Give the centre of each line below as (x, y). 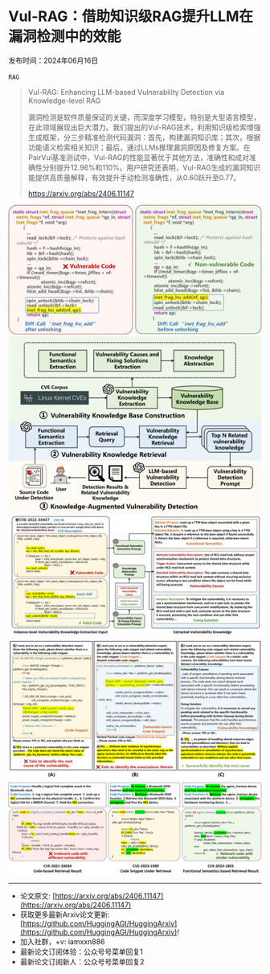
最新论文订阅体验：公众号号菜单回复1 (81, 952)
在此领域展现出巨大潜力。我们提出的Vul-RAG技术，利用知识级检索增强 (144, 127)
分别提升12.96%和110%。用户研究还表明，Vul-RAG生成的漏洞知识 (151, 167)
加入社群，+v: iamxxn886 (62, 942)
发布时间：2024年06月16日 (53, 60)
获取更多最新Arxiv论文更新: (65, 914)
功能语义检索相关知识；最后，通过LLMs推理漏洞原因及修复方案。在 (139, 147)
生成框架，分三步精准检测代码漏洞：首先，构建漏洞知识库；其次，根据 (144, 137)
